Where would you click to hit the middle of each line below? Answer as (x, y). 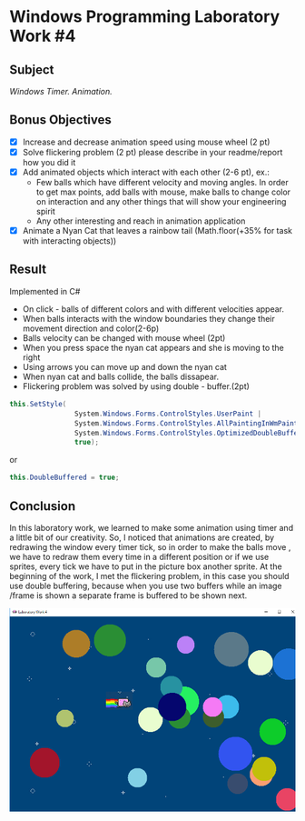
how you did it (49, 162)
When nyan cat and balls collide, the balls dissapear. (121, 376)
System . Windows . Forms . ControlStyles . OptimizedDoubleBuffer (188, 433)
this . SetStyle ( (38, 404)
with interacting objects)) (69, 241)
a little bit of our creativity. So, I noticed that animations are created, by (142, 537)
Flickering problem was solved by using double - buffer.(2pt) (136, 386)
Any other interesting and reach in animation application (141, 221)
